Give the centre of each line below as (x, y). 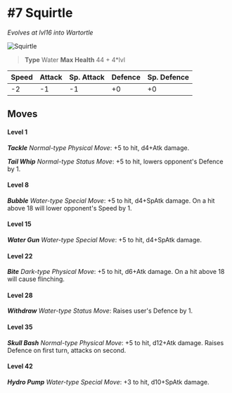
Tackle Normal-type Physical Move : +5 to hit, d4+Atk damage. (98, 148)
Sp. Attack (87, 77)
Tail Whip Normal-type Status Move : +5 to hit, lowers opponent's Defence (115, 161)
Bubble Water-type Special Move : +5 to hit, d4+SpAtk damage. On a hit (111, 200)
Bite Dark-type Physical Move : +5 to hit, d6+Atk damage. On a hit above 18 (116, 272)
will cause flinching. (36, 279)
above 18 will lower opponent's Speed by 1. (70, 208)
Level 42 (20, 366)
